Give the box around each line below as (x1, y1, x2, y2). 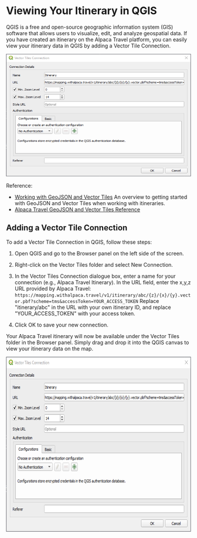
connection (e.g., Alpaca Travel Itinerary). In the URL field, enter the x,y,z (14, 278, 191, 285)
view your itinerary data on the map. (6, 345, 94, 352)
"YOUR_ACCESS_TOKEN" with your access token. (14, 309, 136, 317)
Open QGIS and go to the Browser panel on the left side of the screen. (14, 250, 184, 257)
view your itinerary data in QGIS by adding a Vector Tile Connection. (6, 42, 171, 49)
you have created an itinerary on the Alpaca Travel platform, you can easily (6, 36, 188, 43)
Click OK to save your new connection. (14, 321, 108, 328)
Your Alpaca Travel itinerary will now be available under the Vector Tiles (6, 332, 180, 339)
